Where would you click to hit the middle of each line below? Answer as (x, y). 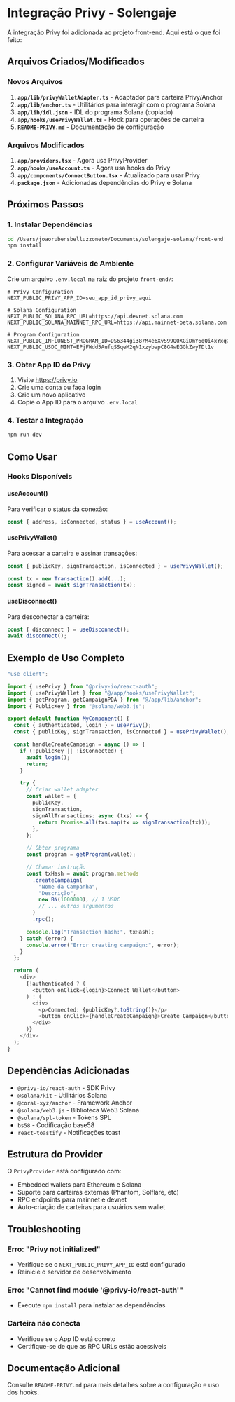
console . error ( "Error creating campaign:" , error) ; (102, 945)
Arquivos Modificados (46, 145)
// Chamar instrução (56, 867)
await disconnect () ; (37, 636)
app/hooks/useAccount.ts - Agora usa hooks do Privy (94, 168)
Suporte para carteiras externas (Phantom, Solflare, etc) (98, 1192)
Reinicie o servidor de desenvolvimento (74, 1272)
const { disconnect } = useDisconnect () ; (69, 629)
